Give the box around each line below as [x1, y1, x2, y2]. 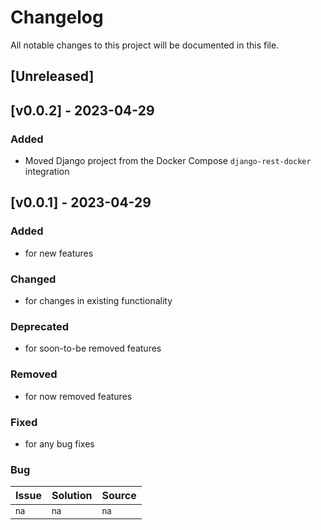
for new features [24, 247, 94, 259]
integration [24, 166, 70, 178]
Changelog [10, 6, 104, 29]
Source [101, 489, 137, 503]
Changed [10, 272, 57, 286]
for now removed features [24, 390, 133, 402]
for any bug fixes [24, 437, 95, 450]
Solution [51, 489, 93, 503]
